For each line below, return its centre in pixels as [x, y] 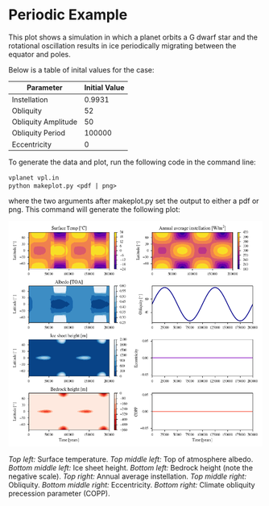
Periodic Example [68, 15]
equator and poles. [39, 54]
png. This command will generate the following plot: [95, 209]
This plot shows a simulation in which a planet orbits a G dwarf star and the [133, 37]
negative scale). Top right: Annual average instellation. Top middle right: [128, 476]
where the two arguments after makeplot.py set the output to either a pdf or [134, 201]
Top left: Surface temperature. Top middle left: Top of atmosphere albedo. [131, 459]
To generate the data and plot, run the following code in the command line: [132, 162]
